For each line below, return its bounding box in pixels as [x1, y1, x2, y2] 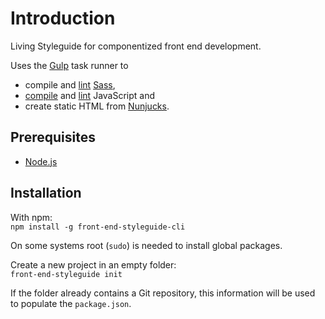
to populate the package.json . [10, 297, 132, 309]
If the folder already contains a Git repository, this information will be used [10, 287, 316, 299]
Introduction [10, 7, 116, 30]
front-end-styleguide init [10, 269, 123, 279]
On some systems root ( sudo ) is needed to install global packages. [10, 239, 283, 251]
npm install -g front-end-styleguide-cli [10, 222, 186, 232]
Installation [10, 185, 82, 202]
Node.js [24, 155, 58, 167]
